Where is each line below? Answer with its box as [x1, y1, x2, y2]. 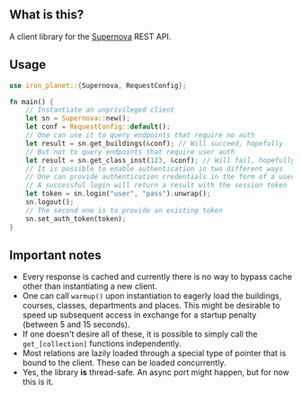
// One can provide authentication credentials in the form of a [25, 173, 276, 182]
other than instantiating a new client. [22, 281, 157, 291]
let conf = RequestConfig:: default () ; [25, 122, 171, 131]
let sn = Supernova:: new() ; [25, 114, 130, 123]
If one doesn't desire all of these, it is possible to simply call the [22, 328, 258, 340]
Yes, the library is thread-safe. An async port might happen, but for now [22, 367, 289, 378]
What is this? [9, 7, 84, 22]
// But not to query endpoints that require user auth [25, 148, 235, 157]
